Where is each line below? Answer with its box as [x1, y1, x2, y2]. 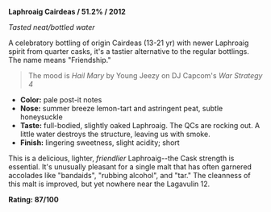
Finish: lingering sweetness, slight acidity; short [19, 138, 180, 148]
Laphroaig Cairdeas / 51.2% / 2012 [8, 7, 127, 16]
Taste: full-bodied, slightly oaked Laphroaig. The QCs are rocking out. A [19, 121, 261, 130]
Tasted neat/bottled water [8, 23, 95, 31]
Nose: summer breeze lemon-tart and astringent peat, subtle [19, 104, 223, 113]
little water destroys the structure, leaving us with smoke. [19, 129, 211, 139]
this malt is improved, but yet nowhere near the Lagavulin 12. [8, 179, 211, 189]
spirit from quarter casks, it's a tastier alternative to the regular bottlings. [8, 47, 250, 56]
